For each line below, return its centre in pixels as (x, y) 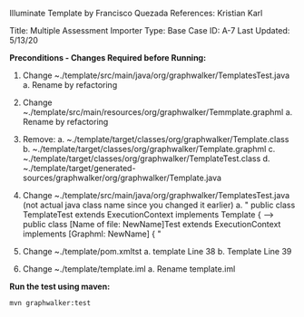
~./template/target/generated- (79, 168)
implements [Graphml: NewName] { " (92, 234)
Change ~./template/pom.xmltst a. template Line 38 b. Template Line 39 (157, 251)
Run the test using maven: (60, 286)
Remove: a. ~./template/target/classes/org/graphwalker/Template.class (156, 139)
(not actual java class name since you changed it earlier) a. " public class (159, 205)
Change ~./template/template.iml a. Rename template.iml (129, 269)
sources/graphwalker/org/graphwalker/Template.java (122, 178)
